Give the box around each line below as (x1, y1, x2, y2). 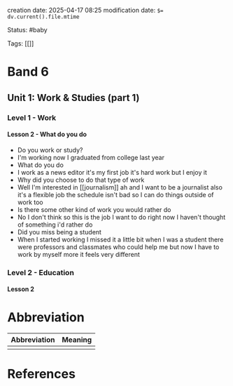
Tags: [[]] (7, 39, 34, 48)
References (7, 366, 76, 382)
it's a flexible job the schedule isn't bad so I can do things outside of (17, 190, 214, 199)
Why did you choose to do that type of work (17, 175, 145, 184)
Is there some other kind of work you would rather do (17, 205, 171, 213)
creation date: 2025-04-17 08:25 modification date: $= (7, 6, 164, 14)
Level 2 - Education (7, 267, 75, 277)
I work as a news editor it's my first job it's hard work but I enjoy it (17, 168, 208, 176)
